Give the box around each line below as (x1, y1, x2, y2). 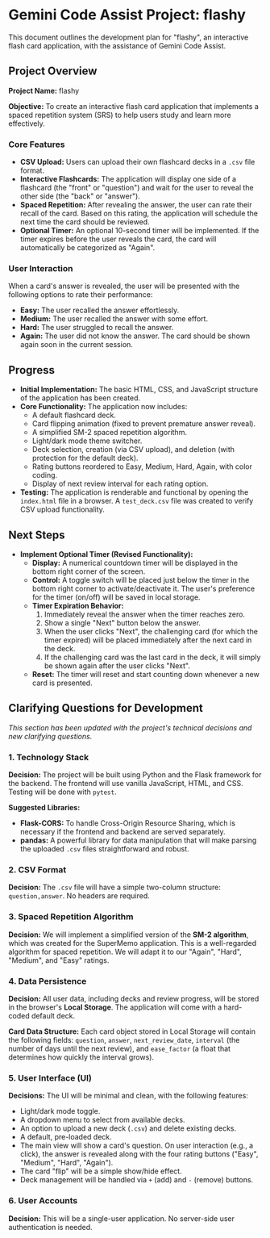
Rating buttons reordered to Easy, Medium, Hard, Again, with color (31, 462, 252, 471)
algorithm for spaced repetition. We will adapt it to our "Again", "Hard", (8, 947, 242, 956)
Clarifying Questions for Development (8, 701, 204, 715)
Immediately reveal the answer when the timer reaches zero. (44, 609, 246, 619)
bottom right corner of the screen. (31, 567, 146, 576)
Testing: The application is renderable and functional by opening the (19, 487, 249, 497)
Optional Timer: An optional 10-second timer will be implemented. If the (19, 226, 260, 236)
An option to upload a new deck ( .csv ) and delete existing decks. (19, 1123, 237, 1133)
